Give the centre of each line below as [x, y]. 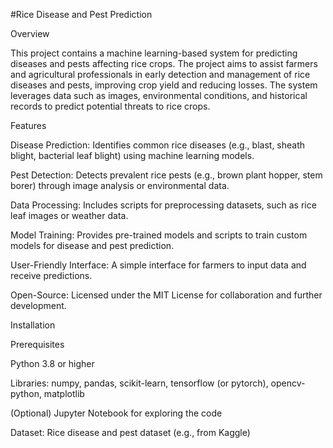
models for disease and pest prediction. [92, 245]
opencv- [288, 383]
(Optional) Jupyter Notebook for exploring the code [116, 413]
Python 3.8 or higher [52, 363]
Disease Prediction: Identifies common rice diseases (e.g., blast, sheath [158, 145]
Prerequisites [37, 344]
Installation [33, 325]
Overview [30, 33]
